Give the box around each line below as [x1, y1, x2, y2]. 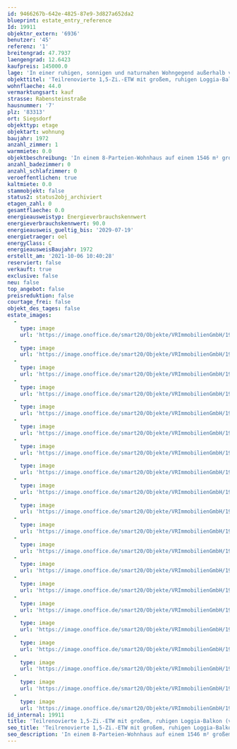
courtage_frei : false [7, 299, 71, 306]
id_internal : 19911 [7, 711, 65, 719]
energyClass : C [7, 240, 52, 247]
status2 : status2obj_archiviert [7, 194, 102, 201]
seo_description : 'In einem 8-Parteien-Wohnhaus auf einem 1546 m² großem [7, 731, 232, 738]
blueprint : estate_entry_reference [7, 17, 112, 24]
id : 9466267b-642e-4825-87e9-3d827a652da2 [7, 10, 134, 18]
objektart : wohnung [7, 128, 65, 135]
